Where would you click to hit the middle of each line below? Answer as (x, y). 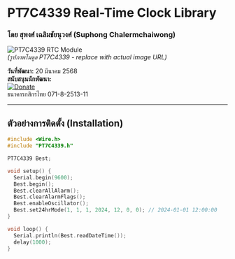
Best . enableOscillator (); (51, 204)
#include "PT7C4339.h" (40, 146)
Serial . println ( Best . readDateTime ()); (70, 235)
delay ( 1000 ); (33, 242)
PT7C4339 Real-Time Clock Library (112, 13)
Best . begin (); (34, 184)
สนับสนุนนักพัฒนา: (29, 79)
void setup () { (29, 171)
